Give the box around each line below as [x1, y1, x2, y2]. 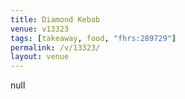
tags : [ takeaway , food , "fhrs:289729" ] [10, 33, 177, 43]
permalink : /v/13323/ [10, 42, 101, 53]
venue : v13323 [10, 24, 70, 34]
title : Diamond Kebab [10, 14, 101, 25]
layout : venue [10, 52, 70, 62]
